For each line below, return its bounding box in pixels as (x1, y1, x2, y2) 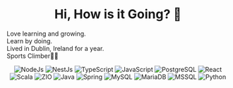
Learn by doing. (6, 36, 53, 45)
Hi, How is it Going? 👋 (54, 6, 181, 22)
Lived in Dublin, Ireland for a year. (6, 44, 104, 52)
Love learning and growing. (6, 29, 86, 38)
